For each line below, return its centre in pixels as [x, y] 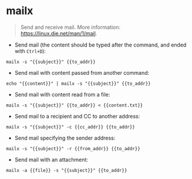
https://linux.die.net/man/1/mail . [59, 33]
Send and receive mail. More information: [70, 27]
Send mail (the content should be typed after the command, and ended [100, 45]
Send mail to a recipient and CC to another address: [77, 116]
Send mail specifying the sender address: [65, 138]
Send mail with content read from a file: [62, 94]
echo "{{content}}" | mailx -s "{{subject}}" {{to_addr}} [78, 84]
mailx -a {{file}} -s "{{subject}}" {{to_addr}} [67, 170]
